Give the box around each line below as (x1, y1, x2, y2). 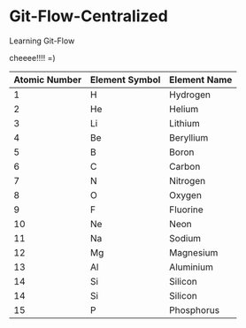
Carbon (169, 160, 201, 172)
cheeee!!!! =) (9, 52, 56, 63)
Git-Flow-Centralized (9, 6, 168, 27)
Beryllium (169, 131, 209, 143)
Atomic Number (13, 73, 82, 86)
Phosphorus (169, 303, 219, 316)
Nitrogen (169, 174, 206, 187)
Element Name (169, 73, 233, 86)
